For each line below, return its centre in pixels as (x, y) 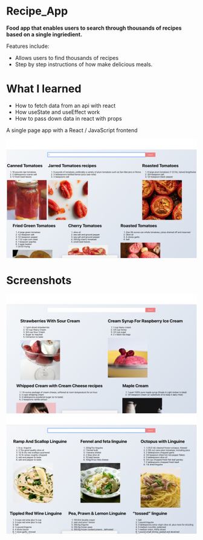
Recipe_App (37, 11)
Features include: (28, 46)
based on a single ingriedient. (44, 34)
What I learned (44, 89)
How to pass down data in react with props (68, 118)
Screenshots (39, 281)
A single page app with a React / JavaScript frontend (72, 130)
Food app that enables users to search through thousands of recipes (94, 28)
